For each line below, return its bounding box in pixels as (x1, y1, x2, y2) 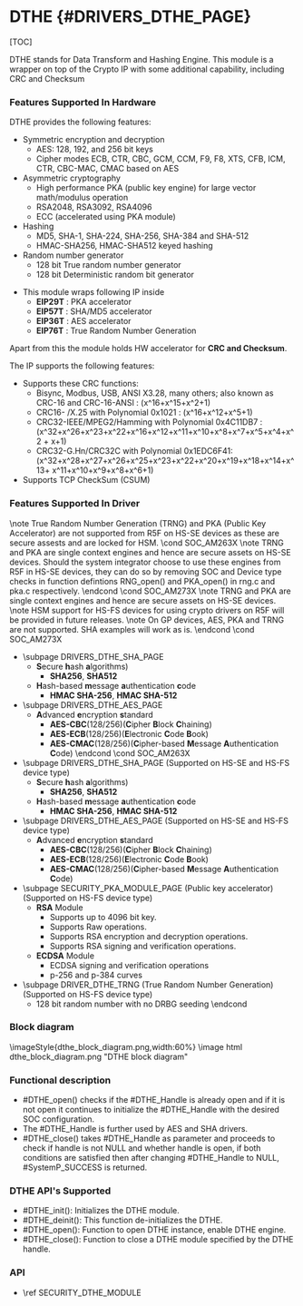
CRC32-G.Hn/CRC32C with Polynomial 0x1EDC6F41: (35, 446, 233, 457)
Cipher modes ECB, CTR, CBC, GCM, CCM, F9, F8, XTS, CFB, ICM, (35, 153, 286, 164)
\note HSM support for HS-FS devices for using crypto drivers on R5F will (9, 604, 285, 615)
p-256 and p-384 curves (49, 969, 143, 980)
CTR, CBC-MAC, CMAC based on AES (35, 163, 180, 174)
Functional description (9, 1074, 112, 1086)
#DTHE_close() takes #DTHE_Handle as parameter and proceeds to (22, 1133, 276, 1144)
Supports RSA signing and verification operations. (49, 940, 237, 951)
